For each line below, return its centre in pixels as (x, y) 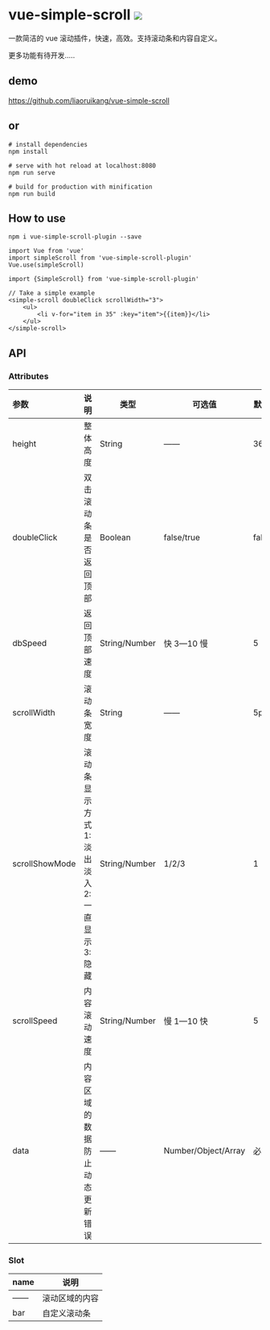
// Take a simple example (51, 293)
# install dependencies (48, 144)
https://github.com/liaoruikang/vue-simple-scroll (89, 100)
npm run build (32, 194)
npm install (28, 151)
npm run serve (32, 172)
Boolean (115, 537)
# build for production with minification (80, 187)
